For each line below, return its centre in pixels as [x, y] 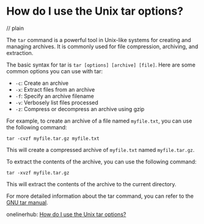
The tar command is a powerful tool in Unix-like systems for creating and [99, 40]
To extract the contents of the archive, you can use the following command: [101, 161]
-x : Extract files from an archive [55, 89]
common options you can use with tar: [55, 71]
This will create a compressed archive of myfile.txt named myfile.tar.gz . [100, 150]
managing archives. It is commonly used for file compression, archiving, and [102, 46]
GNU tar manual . [27, 202]
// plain [15, 28]
